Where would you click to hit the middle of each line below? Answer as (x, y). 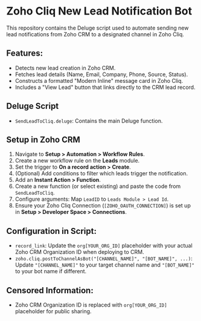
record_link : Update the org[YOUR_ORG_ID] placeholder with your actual (104, 245)
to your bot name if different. (51, 271)
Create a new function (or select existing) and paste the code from (98, 186)
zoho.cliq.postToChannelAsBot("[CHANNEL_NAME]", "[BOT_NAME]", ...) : (104, 259)
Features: (25, 53)
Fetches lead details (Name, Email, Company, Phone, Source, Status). (101, 74)
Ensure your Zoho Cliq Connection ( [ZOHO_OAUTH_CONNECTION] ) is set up (103, 206)
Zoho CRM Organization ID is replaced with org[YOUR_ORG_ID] (91, 305)
